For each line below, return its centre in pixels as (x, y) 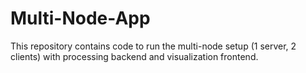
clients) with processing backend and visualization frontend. (134, 56)
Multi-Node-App (80, 18)
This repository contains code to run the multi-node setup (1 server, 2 (153, 46)
